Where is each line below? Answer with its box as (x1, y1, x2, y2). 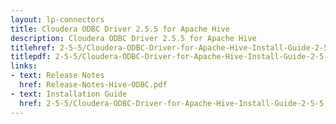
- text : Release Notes (10, 71, 105, 81)
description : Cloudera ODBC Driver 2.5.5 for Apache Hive (10, 33, 257, 43)
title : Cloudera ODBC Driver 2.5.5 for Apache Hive (10, 24, 230, 34)
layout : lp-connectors (10, 14, 105, 25)
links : (10, 61, 38, 71)
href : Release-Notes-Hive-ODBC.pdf (19, 80, 168, 90)
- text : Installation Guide (10, 89, 128, 99)
